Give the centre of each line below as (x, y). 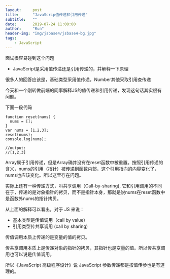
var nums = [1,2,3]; (27, 130)
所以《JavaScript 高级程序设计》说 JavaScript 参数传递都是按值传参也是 (81, 265)
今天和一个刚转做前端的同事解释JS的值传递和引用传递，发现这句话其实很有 (83, 90)
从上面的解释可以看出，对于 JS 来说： (45, 209)
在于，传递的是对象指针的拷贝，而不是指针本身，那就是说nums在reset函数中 (85, 192)
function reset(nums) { (30, 117)
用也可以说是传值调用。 (30, 254)
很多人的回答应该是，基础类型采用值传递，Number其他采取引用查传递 (78, 79)
